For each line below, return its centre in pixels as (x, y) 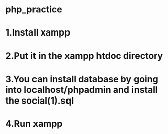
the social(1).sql (40, 100)
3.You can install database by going (82, 79)
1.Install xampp (38, 33)
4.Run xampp (34, 124)
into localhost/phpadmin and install (82, 90)
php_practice (34, 9)
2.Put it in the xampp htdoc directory (84, 56)
